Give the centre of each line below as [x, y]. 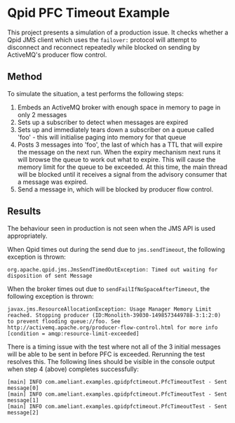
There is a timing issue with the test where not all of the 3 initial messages [114, 347]
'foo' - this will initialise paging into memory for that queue [102, 137]
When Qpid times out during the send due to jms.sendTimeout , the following [116, 249]
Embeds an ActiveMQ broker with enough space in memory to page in [119, 107]
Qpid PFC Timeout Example [89, 13]
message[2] [23, 412]
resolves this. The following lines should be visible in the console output [111, 361]
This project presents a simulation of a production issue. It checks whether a [118, 32]
